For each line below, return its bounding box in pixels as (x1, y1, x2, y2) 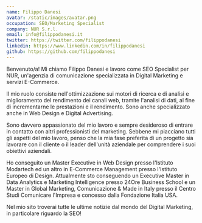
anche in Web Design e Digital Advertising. (6, 109, 114, 116)
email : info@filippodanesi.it (6, 32, 83, 38)
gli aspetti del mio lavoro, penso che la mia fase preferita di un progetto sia (6, 134, 193, 141)
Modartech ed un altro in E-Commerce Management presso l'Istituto (6, 165, 178, 172)
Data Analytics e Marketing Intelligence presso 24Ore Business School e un (6, 178, 196, 186)
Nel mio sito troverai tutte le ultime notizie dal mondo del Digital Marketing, (6, 203, 193, 210)
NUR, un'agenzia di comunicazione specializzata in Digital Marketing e (6, 71, 184, 79)
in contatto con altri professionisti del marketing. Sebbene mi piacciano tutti (6, 127, 196, 135)
